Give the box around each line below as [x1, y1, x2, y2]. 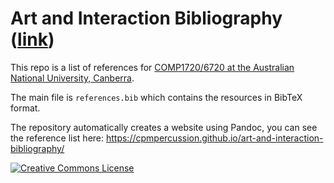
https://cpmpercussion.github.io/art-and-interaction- [105, 132, 324, 144]
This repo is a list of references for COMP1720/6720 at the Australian [10, 61, 295, 73]
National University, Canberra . [10, 72, 135, 84]
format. [10, 102, 41, 114]
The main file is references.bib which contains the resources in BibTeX [10, 91, 303, 103]
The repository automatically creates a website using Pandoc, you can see [10, 121, 318, 133]
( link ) [10, 28, 55, 51]
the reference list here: [10, 132, 105, 144]
